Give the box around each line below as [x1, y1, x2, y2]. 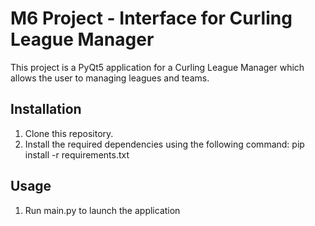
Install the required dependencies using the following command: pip [24, 138, 305, 150]
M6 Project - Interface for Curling [10, 7, 293, 30]
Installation [10, 101, 82, 118]
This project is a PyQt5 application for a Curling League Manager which [10, 61, 305, 73]
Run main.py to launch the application [24, 204, 181, 216]
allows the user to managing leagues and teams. [10, 72, 210, 84]
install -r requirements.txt [24, 148, 130, 161]
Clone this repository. [24, 127, 114, 139]
